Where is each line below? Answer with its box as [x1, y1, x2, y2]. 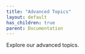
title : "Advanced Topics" [6, 8, 71, 15]
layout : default [6, 14, 47, 20]
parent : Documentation [6, 25, 63, 31]
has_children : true [6, 20, 55, 26]
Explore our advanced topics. [6, 42, 80, 49]
